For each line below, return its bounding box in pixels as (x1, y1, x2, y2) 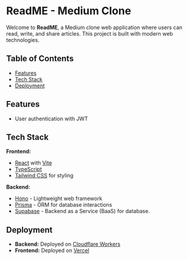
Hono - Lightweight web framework (14, 195, 102, 202)
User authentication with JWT (14, 115, 88, 122)
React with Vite (14, 159, 52, 167)
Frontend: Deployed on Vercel (14, 247, 89, 254)
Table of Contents (6, 53, 74, 64)
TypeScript (14, 166, 42, 173)
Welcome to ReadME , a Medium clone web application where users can (6, 24, 183, 31)
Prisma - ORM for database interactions (14, 201, 112, 208)
